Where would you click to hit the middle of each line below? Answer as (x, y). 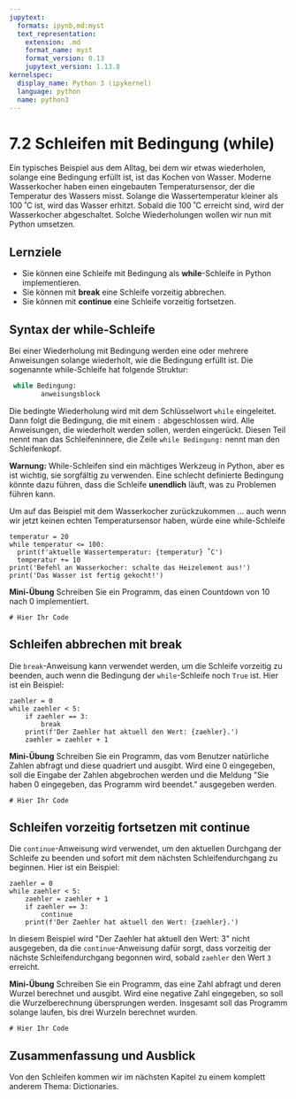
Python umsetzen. (42, 224)
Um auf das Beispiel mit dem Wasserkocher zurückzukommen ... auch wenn (148, 511)
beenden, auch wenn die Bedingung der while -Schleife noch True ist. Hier (144, 675)
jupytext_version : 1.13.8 (73, 67)
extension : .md (53, 42)
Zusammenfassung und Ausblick (102, 1055)
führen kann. (32, 494)
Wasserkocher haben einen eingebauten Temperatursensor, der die (132, 187)
